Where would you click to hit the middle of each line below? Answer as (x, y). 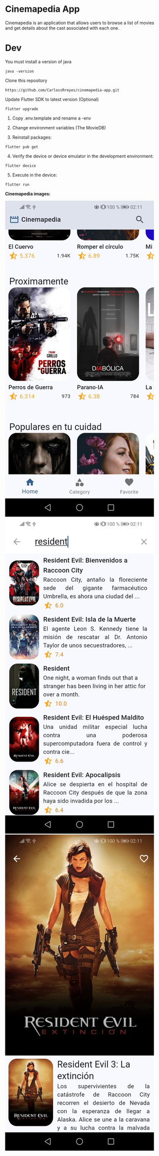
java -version (20, 71)
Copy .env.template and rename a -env (52, 118)
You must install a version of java (39, 61)
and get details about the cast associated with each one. (62, 28)
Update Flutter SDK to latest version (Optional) (52, 99)
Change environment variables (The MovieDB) (59, 127)
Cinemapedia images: (28, 194)
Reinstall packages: (32, 137)
